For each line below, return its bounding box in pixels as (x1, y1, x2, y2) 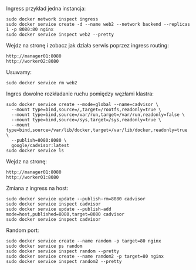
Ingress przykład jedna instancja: (6, 5, 86, 12)
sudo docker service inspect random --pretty (6, 248, 119, 254)
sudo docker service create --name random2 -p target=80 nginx (6, 254, 164, 259)
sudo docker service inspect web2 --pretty (6, 32, 114, 37)
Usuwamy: (6, 69, 32, 76)
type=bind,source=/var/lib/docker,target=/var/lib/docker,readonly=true (6, 127, 188, 133)
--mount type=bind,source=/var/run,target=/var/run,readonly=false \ (11, 112, 185, 118)
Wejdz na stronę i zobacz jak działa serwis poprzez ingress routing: (6, 42, 169, 49)
